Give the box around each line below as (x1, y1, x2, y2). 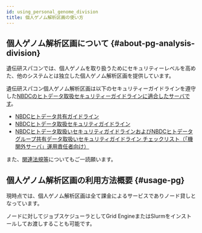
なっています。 (6, 200, 43, 207)
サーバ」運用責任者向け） (25, 143, 89, 151)
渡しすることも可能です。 (32, 220, 95, 228)
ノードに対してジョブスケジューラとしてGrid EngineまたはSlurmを (6, 213, 171, 220)
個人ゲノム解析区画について (6, 38, 109, 48)
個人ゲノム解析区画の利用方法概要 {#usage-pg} (6, 175, 185, 185)
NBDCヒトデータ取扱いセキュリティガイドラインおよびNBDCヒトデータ (14, 128, 194, 135)
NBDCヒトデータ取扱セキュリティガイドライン (14, 120, 131, 128)
